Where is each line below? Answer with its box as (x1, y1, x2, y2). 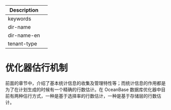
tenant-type (8, 40, 37, 47)
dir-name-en (8, 32, 41, 39)
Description (9, 7, 39, 13)
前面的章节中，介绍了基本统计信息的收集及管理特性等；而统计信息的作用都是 (5, 80, 166, 86)
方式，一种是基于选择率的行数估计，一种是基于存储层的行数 (32, 93, 157, 99)
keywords (8, 15, 32, 22)
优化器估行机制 (5, 62, 68, 74)
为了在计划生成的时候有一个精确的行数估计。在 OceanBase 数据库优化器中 (5, 86, 161, 93)
